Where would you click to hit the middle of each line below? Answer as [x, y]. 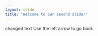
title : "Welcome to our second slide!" [47, 14]
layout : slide [20, 10]
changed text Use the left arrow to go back [49, 28]
